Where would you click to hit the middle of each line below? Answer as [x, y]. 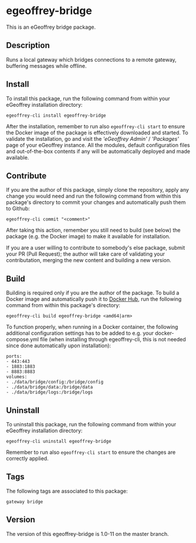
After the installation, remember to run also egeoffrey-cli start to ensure [96, 126]
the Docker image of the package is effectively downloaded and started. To [97, 133]
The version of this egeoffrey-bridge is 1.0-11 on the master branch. [87, 534]
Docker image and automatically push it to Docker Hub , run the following [94, 299]
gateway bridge [25, 502]
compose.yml [23, 340]
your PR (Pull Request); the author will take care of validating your [86, 254]
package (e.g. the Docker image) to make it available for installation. [88, 236]
